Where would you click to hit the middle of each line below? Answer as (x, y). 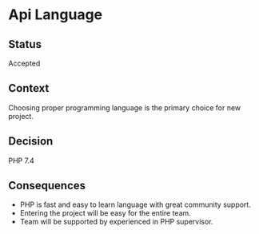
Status (25, 44)
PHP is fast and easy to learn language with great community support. (135, 204)
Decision (31, 141)
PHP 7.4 (21, 161)
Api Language (56, 15)
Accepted (24, 63)
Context (29, 88)
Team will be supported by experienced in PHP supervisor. (116, 222)
